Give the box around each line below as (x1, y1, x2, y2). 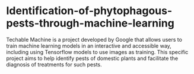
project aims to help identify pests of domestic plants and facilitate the (6, 55, 179, 62)
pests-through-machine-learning (6, 16, 175, 30)
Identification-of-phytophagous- (6, 4, 173, 18)
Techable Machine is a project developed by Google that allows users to (6, 36, 183, 43)
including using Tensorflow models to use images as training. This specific (6, 48, 189, 55)
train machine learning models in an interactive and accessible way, (6, 42, 172, 49)
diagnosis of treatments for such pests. (6, 60, 102, 68)
